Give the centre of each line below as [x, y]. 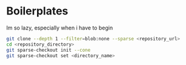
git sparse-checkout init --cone [48, 50]
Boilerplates [37, 11]
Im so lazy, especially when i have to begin [60, 28]
